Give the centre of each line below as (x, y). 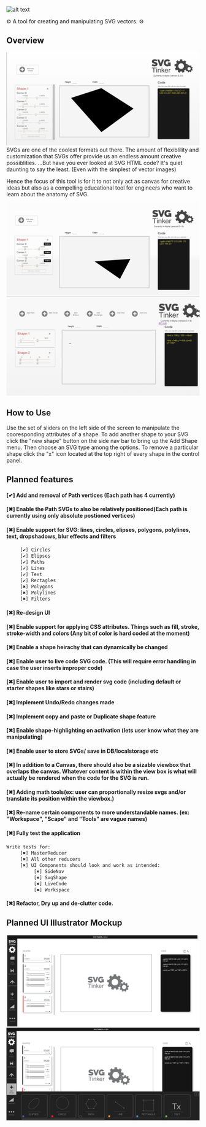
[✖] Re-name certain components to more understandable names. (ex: (98, 812)
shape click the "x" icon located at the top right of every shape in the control (103, 453)
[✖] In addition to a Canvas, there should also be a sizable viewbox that (99, 765)
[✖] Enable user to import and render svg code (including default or (94, 682)
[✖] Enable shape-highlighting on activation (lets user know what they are (103, 731)
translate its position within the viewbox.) (60, 798)
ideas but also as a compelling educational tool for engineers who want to (100, 188)
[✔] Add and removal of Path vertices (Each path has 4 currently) (91, 495)
